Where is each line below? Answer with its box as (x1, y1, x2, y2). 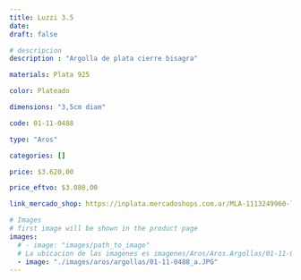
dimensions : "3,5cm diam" (9, 103, 106, 112)
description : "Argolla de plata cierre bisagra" (9, 55, 199, 64)
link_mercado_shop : (9, 199, 82, 208)
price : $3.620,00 (9, 167, 74, 176)
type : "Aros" (9, 135, 58, 144)
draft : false (9, 30, 58, 38)
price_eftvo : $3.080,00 (9, 183, 99, 192)
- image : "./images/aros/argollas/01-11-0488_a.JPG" (17, 257, 219, 267)
